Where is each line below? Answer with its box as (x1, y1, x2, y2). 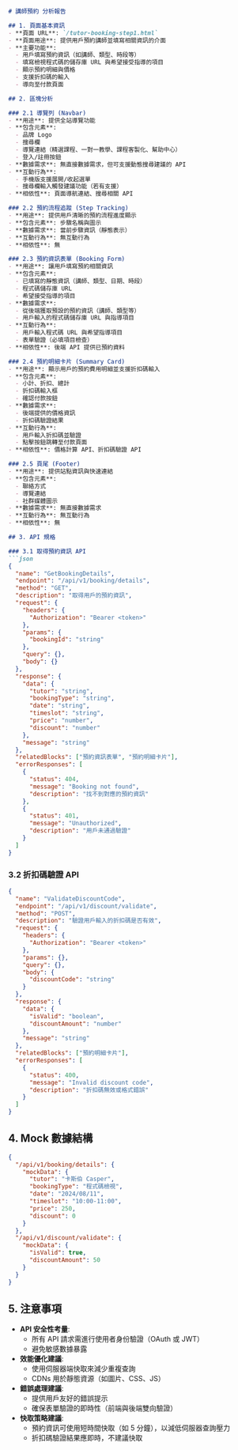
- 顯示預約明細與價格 (15, 66, 76, 74)
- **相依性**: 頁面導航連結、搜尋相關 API (8, 190, 134, 198)
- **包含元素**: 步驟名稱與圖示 (8, 218, 102, 227)
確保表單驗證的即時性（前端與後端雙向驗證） (31, 1403, 178, 1413)
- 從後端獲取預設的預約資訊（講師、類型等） (15, 307, 141, 315)
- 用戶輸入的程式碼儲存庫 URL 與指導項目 (15, 314, 134, 322)
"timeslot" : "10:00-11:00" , (28, 1198, 123, 1206)
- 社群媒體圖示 (15, 497, 58, 505)
